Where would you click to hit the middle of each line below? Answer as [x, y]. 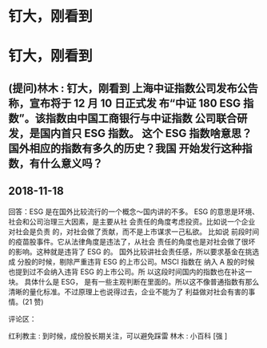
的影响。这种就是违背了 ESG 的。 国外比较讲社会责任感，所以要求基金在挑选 [134, 251]
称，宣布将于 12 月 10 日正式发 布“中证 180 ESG [125, 103]
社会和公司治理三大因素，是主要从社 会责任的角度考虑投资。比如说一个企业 [132, 221]
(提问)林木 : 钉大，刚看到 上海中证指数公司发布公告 [133, 88]
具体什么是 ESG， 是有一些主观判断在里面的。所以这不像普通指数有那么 [141, 281]
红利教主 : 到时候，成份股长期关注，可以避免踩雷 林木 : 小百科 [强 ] [118, 336]
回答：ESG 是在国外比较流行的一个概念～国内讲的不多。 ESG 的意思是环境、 [134, 211]
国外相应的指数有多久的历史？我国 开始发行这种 [125, 148]
